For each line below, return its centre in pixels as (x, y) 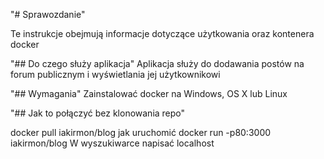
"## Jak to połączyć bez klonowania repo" (98, 113)
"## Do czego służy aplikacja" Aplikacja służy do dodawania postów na (157, 63)
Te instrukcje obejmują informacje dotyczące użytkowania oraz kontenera (162, 33)
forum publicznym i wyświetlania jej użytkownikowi (115, 74)
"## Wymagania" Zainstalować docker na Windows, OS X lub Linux (149, 93)
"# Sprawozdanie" (48, 14)
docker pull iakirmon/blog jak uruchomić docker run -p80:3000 (141, 132)
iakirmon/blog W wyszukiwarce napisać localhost (112, 143)
